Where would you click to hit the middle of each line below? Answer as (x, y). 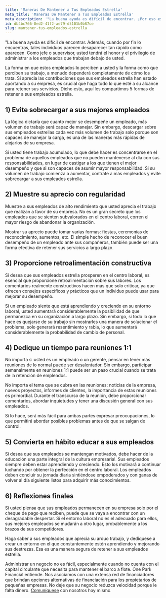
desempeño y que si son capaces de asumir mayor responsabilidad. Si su (80, 168)
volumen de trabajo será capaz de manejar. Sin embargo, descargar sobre (81, 127)
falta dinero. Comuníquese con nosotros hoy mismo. (59, 590)
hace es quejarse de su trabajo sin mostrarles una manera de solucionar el (81, 322)
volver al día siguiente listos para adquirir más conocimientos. (68, 480)
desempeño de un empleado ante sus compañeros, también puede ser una (82, 242)
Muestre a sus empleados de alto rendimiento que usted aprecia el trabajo (81, 206)
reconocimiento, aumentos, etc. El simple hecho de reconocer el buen (77, 237)
